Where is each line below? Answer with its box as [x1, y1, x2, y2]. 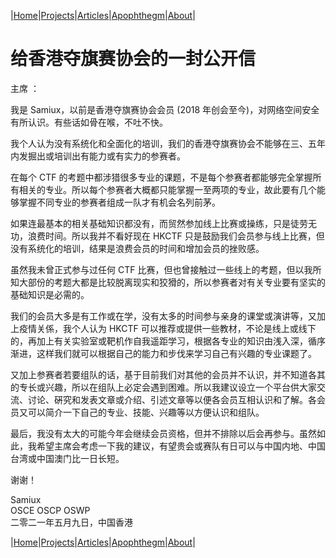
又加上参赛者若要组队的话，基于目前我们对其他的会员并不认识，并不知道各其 [10, 368, 326, 380]
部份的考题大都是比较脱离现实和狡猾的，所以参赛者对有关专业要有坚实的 [27, 276, 326, 288]
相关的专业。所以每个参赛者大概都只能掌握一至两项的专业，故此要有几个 [18, 183, 317, 195]
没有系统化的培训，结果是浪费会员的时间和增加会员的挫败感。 [10, 242, 265, 254]
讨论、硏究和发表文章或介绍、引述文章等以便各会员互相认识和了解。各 [27, 393, 317, 405]
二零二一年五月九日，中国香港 [10, 516, 133, 528]
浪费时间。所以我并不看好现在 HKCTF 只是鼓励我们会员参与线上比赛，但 [27, 230, 325, 242]
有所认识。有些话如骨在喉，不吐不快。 [10, 116, 168, 128]
